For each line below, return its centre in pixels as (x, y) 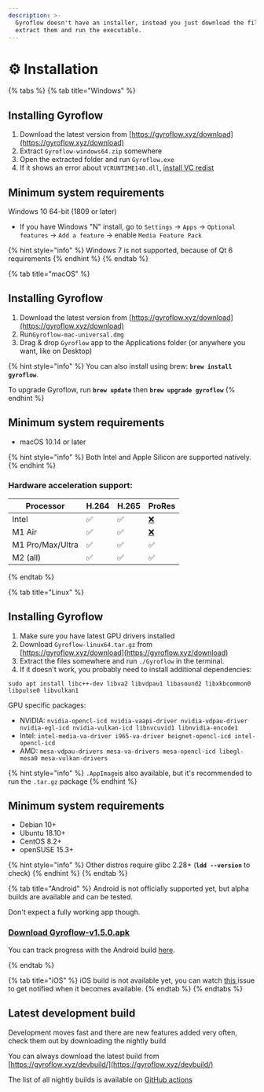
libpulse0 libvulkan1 (44, 690)
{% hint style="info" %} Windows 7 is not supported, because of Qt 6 (121, 250)
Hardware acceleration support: (71, 486)
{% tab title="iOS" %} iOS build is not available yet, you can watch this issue (132, 980)
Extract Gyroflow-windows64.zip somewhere (91, 151)
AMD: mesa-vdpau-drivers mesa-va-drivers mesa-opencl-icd (117, 751)
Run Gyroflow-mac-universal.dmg (71, 334)
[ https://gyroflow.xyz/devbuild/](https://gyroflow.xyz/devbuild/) (111, 1064)
